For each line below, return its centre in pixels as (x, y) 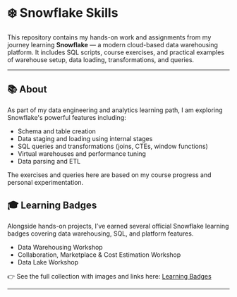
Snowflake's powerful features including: (67, 117)
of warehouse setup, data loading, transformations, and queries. (101, 59)
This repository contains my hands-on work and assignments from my (109, 37)
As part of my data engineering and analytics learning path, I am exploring (115, 110)
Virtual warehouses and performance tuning (82, 153)
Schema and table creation (57, 131)
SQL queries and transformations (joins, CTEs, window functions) (113, 146)
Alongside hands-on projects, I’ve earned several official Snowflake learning (118, 226)
